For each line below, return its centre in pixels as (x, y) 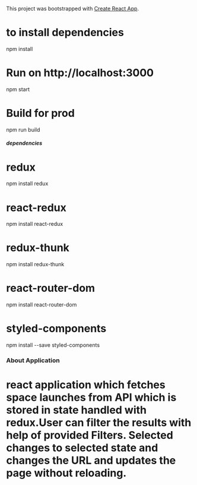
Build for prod (41, 114)
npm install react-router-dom (42, 305)
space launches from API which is (91, 398)
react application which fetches (86, 385)
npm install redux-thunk (35, 264)
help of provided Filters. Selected (90, 435)
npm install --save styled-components (53, 345)
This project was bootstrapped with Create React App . (73, 9)
